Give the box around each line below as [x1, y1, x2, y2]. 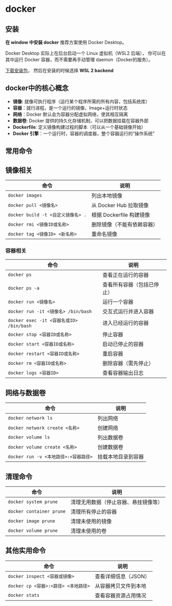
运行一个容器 [102, 298, 134, 306]
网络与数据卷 [5, 388, 46, 397]
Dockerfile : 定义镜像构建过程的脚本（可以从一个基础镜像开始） [12, 124, 146, 130]
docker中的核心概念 [5, 84, 69, 93]
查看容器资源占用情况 [95, 592, 147, 599]
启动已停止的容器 [102, 341, 144, 348]
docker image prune [8, 518, 55, 524]
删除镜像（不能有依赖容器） [91, 221, 159, 228]
